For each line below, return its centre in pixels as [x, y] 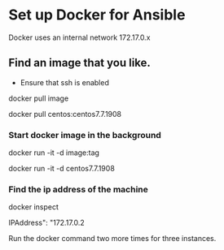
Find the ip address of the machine [79, 189]
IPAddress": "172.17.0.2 [47, 223]
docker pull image [39, 98]
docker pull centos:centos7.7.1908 [65, 114]
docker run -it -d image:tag [54, 153]
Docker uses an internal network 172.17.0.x [79, 37]
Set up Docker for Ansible [97, 15]
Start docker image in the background [85, 135]
